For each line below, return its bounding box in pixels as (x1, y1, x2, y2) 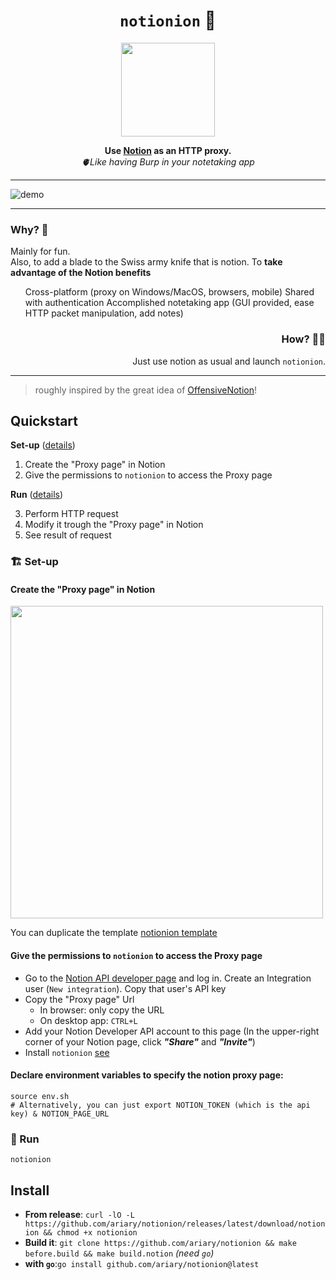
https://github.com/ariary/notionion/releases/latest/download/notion (24, 1219, 326, 1229)
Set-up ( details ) (10, 439, 76, 451)
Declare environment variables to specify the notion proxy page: (10, 1069, 284, 1081)
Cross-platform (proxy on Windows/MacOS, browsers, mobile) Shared (24, 286, 315, 298)
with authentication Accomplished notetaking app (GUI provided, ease (24, 297, 315, 309)
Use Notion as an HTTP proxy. (104, 144, 232, 156)
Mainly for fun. (10, 245, 71, 258)
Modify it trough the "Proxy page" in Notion (24, 519, 204, 531)
